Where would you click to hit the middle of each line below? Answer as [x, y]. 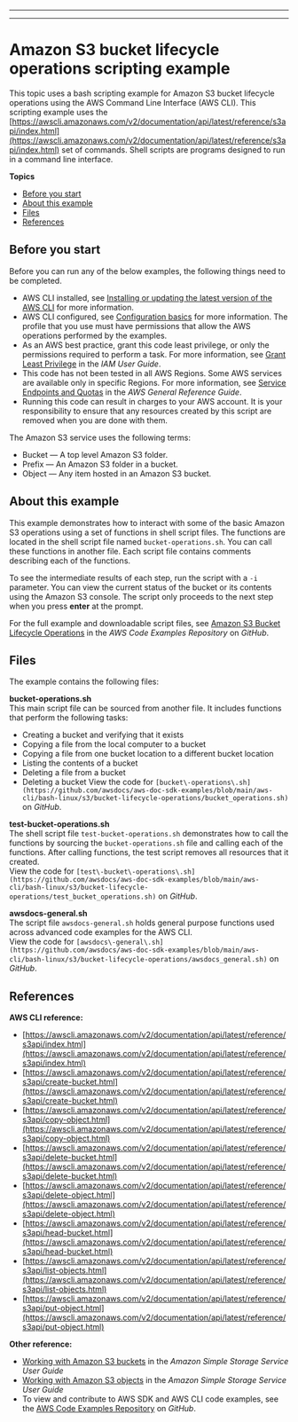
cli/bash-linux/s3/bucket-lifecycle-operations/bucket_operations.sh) [155, 798]
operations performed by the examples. [94, 335]
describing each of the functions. [70, 561]
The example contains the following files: [84, 682]
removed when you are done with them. [95, 420]
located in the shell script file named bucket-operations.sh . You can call [141, 541]
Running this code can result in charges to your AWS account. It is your [152, 401]
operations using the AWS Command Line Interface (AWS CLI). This [133, 102]
